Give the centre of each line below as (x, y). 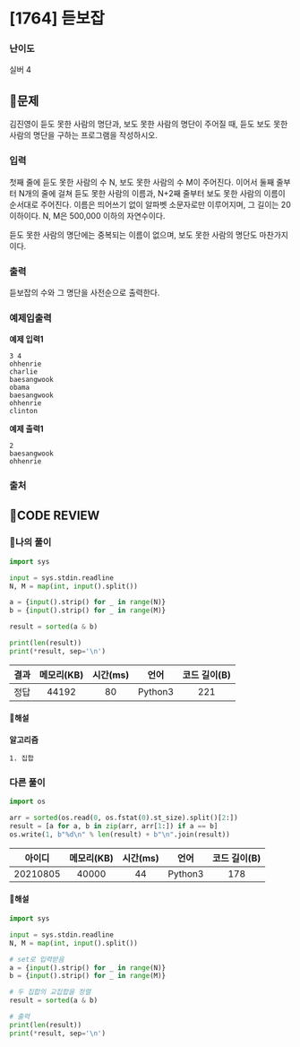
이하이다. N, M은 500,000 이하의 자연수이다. (87, 215)
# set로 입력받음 (37, 959)
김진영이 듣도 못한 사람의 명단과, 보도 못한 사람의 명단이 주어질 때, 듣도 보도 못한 (149, 124)
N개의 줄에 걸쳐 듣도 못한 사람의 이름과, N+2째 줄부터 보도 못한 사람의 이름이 (152, 193)
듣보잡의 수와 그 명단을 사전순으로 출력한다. (85, 292)
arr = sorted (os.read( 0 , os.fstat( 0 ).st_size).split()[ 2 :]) (124, 818)
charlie (24, 372)
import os (28, 802)
